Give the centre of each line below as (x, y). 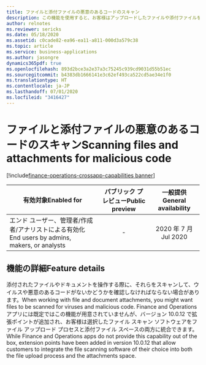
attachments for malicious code (89, 158)
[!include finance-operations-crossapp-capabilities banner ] (81, 175)
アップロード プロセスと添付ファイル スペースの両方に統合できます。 (111, 329)
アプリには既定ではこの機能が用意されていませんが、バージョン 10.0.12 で (99, 314)
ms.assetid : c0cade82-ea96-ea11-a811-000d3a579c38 (72, 40)
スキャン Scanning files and (109, 145)
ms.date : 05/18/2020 (33, 35)
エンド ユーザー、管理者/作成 (51, 220)
